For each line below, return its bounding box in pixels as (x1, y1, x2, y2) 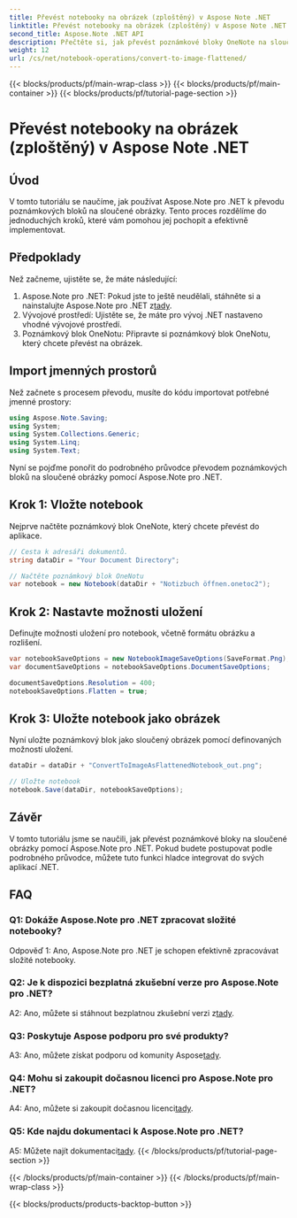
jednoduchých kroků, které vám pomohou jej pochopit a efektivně (9, 215, 249, 226)
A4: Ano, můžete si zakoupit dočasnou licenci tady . (9, 1103, 194, 1114)
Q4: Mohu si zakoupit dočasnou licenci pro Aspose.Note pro (9, 1072, 274, 1084)
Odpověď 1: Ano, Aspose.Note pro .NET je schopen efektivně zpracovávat (9, 944, 279, 956)
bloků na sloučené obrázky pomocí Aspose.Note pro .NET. (9, 472, 223, 482)
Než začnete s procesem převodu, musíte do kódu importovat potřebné (9, 387, 270, 397)
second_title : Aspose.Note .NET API (9, 29, 144, 38)
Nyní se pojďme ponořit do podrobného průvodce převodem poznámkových (9, 462, 287, 473)
